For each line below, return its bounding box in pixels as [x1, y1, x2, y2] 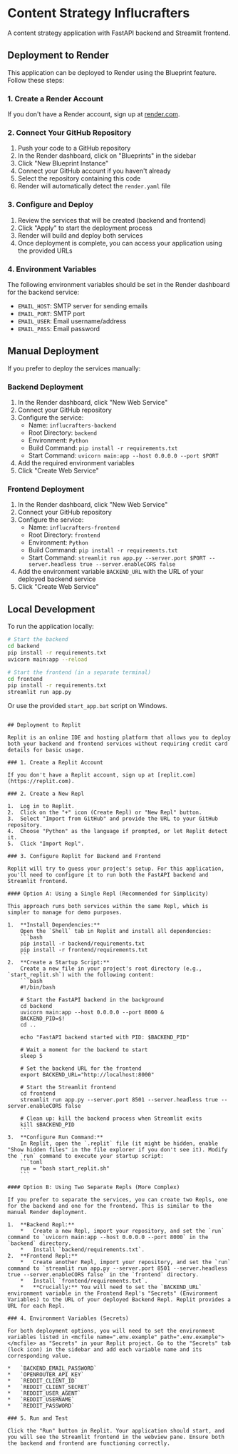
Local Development [7, 603, 95, 615]
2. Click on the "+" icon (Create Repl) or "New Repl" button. [7, 809, 202, 817]
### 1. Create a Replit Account [7, 759, 103, 767]
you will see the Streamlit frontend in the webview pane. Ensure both [7, 1433, 224, 1441]
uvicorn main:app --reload [7, 655, 88, 663]
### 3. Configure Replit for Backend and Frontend [7, 853, 161, 860]
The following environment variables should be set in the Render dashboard [7, 280, 230, 288]
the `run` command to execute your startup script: [7, 1153, 164, 1160]
